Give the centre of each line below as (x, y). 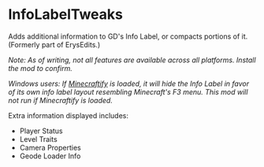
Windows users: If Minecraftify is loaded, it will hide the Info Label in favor (129, 83)
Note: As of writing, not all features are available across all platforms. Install (132, 60)
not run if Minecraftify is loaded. (60, 100)
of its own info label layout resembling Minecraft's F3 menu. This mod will (128, 91)
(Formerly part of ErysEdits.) (54, 44)
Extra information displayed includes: (68, 115)
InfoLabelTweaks (66, 15)
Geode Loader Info (50, 156)
